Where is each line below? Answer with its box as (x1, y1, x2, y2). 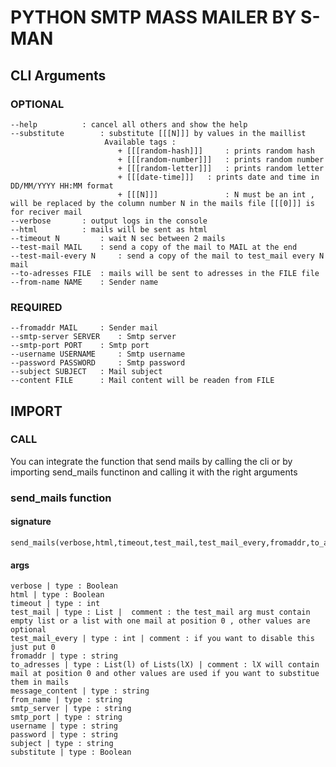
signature (10, 516, 52, 528)
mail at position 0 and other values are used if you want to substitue (10, 669, 320, 679)
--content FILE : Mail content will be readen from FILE (10, 376, 275, 386)
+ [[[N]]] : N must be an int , (117, 189, 315, 200)
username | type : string (10, 721, 118, 731)
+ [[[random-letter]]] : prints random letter (117, 163, 325, 173)
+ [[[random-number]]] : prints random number (117, 154, 325, 165)
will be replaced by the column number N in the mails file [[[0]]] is (10, 198, 315, 208)
